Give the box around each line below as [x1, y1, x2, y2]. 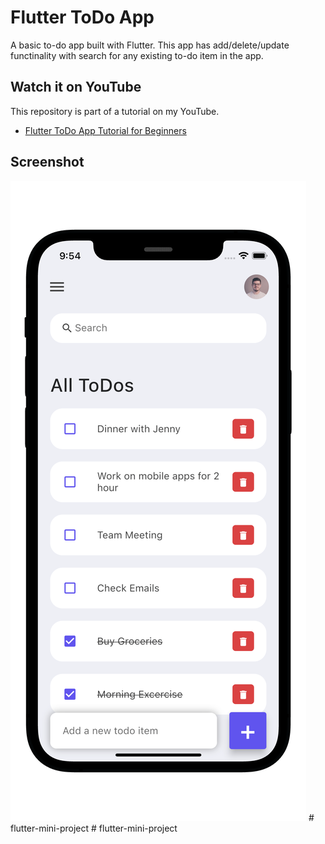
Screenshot [10, 154, 85, 171]
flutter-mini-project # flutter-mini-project [10, 822, 178, 834]
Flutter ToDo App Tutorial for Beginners [24, 124, 187, 136]
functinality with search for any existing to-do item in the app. [10, 49, 264, 61]
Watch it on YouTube [10, 79, 142, 96]
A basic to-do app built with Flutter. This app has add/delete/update [10, 39, 290, 51]
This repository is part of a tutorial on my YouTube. [10, 105, 220, 117]
